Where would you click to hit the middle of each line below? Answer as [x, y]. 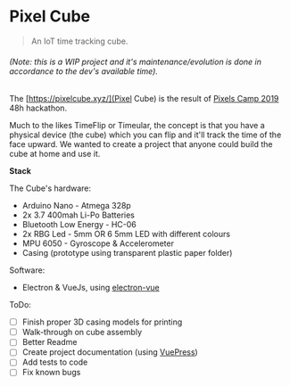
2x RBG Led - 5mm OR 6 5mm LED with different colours [126, 234]
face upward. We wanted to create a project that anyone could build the [141, 144]
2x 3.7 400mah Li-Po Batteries [79, 215]
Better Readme [50, 342]
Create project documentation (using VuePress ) [110, 352]
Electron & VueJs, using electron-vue [91, 288]
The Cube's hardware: [50, 188]
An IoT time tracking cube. [79, 41]
